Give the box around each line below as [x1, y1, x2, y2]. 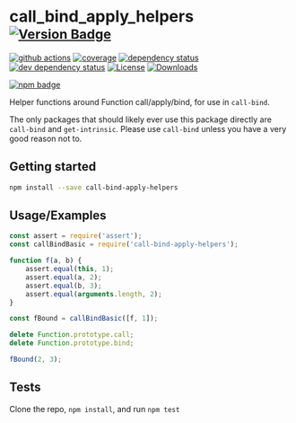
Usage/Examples [9, 208, 107, 224]
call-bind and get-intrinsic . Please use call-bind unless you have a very [9, 123, 287, 134]
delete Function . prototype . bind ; [9, 339, 135, 348]
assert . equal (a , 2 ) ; [25, 272, 102, 282]
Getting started [9, 159, 97, 174]
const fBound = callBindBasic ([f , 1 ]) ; [9, 314, 159, 323]
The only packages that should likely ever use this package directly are [9, 114, 272, 125]
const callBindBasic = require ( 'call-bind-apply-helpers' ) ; [9, 240, 239, 249]
